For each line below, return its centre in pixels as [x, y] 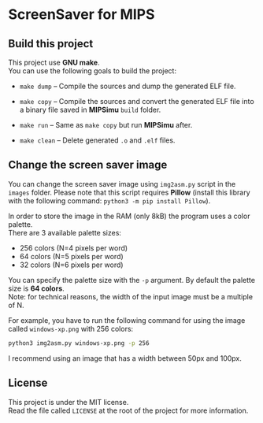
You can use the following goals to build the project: [93, 71]
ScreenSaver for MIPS [81, 15]
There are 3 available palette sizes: [65, 232]
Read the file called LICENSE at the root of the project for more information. [128, 410]
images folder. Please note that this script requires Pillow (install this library [129, 192]
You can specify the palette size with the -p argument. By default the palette [132, 280]
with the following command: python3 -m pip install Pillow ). [109, 200]
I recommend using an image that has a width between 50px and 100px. [125, 358]
